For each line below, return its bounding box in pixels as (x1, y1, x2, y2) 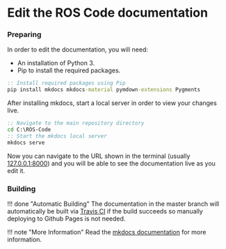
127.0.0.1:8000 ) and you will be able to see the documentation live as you (7, 159, 216, 168)
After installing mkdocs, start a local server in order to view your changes (7, 99, 217, 107)
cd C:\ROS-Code (7, 127, 51, 134)
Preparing (7, 30, 42, 40)
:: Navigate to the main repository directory (7, 120, 145, 127)
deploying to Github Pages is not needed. (7, 214, 126, 223)
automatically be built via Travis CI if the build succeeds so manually (7, 207, 203, 216)
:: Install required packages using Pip (7, 80, 127, 87)
